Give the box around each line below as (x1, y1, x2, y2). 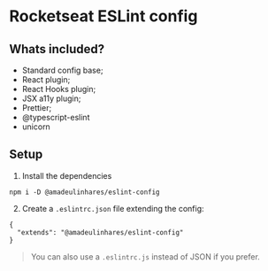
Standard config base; (21, 65, 103, 75)
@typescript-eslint (21, 112, 90, 122)
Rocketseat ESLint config (9, 6, 198, 27)
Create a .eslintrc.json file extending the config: (21, 203, 205, 213)
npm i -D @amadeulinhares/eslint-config (9, 188, 161, 197)
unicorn (21, 121, 50, 132)
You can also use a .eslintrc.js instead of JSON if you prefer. (30, 251, 261, 262)
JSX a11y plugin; (21, 93, 81, 104)
